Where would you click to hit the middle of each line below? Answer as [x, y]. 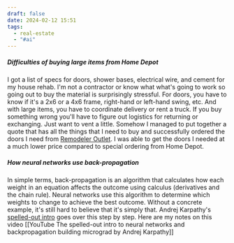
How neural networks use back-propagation [73, 162]
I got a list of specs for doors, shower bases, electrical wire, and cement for [116, 80]
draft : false [26, 14]
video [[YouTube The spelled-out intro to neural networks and [96, 225]
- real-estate [34, 33]
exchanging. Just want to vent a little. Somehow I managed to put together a [117, 124]
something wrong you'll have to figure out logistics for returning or [103, 117]
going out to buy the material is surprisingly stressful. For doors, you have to [117, 94]
